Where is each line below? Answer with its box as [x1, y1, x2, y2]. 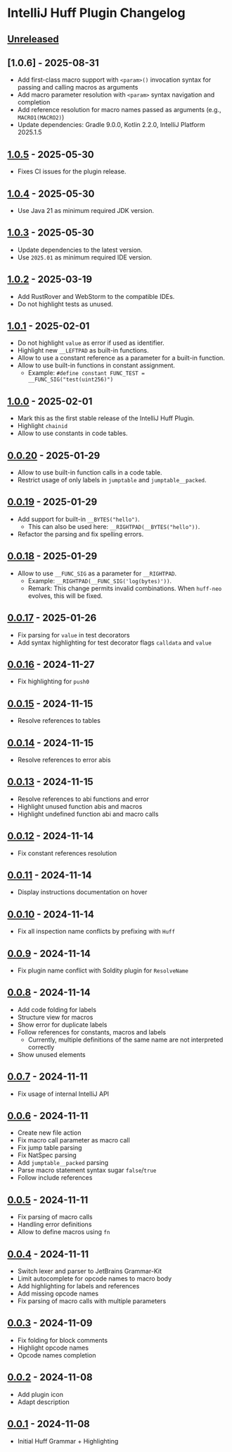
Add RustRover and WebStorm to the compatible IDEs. [17, 292, 175, 300]
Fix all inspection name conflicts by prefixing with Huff [17, 927, 176, 936]
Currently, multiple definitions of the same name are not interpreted [27, 1035, 224, 1044]
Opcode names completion [17, 1350, 96, 1359]
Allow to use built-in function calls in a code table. [17, 468, 163, 477]
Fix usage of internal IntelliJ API [17, 1090, 110, 1098]
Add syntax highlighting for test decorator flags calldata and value [17, 638, 212, 647]
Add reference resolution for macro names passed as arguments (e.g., [17, 106, 221, 114]
